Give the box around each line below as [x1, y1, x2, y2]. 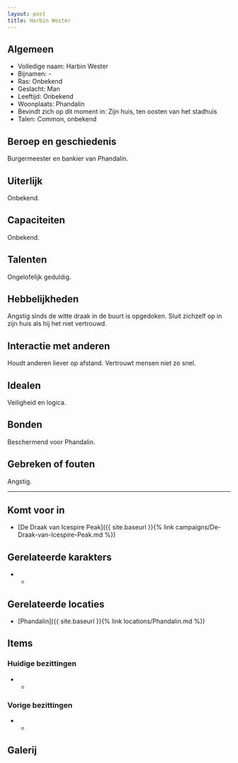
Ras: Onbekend [17, 77, 63, 86]
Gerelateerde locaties [7, 598, 105, 610]
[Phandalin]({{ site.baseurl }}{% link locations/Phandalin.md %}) [17, 617, 205, 625]
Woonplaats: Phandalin [17, 100, 85, 109]
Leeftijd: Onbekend [17, 92, 74, 101]
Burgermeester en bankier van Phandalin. [7, 154, 129, 163]
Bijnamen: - [17, 70, 52, 78]
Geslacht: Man [17, 84, 60, 93]
